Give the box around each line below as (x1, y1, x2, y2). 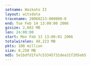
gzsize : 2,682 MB (5, 25, 41, 30)
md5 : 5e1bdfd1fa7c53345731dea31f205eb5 (5, 52, 87, 58)
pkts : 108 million (5, 43, 43, 48)
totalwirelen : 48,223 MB (5, 39, 56, 44)
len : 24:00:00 (5, 30, 34, 35)
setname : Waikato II (5, 7, 47, 12)
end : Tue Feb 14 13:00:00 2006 (5, 21, 69, 26)
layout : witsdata (5, 12, 41, 17)
